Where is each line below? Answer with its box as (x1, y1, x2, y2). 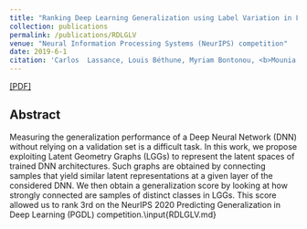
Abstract (9, 107, 61, 123)
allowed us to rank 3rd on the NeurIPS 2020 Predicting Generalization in (9, 199, 281, 210)
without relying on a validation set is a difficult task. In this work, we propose (9, 141, 298, 151)
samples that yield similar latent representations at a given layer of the (9, 170, 274, 181)
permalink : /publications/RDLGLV (9, 30, 137, 39)
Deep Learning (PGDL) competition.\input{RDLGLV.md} (9, 209, 217, 220)
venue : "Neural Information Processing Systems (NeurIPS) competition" (9, 38, 288, 48)
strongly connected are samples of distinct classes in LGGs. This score (9, 189, 277, 201)
